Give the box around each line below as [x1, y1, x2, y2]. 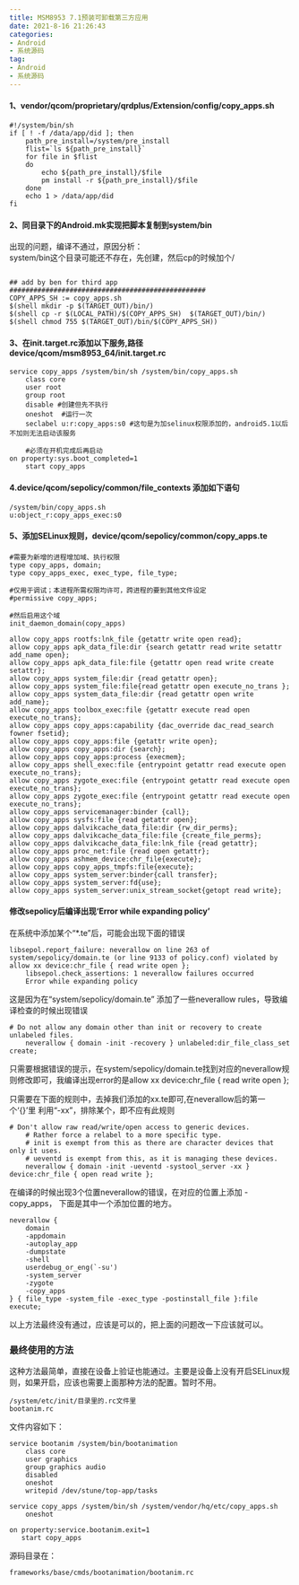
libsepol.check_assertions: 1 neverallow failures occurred [25, 968, 254, 978]
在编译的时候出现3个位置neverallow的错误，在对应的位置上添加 [9, 1187, 243, 1197]
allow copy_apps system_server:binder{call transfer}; [9, 870, 218, 880]
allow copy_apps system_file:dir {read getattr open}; [9, 674, 218, 683]
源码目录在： [9, 1550, 56, 1562]
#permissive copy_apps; [9, 593, 98, 602]
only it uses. [9, 1146, 63, 1155]
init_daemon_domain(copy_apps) [9, 618, 126, 628]
